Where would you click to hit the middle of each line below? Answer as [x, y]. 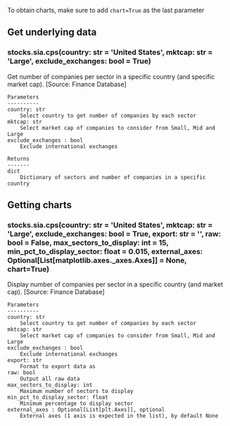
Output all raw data [50, 379]
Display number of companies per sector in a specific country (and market [115, 284]
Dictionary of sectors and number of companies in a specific [113, 177]
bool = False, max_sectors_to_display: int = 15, [88, 243]
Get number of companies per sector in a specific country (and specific [111, 76]
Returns [19, 159]
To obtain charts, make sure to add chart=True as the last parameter [106, 10]
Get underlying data [52, 32]
